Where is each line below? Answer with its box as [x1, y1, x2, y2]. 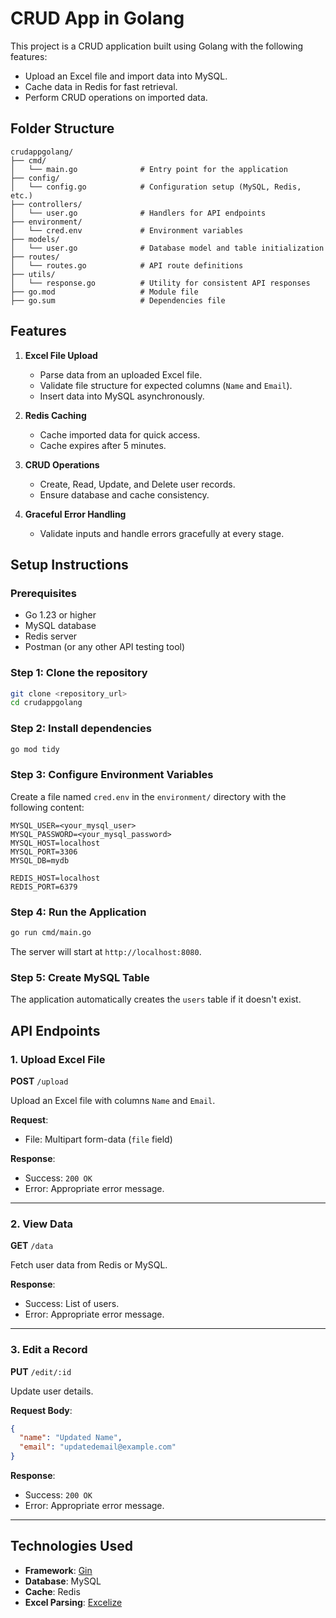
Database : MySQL [24, 1575, 102, 1587]
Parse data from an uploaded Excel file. [39, 368, 203, 381]
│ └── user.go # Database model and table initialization [10, 243, 325, 253]
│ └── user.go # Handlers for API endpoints [10, 208, 267, 218]
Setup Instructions [10, 556, 129, 573]
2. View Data [10, 1217, 73, 1231]
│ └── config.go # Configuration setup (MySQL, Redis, [10, 182, 302, 192]
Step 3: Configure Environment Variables [10, 768, 214, 782]
